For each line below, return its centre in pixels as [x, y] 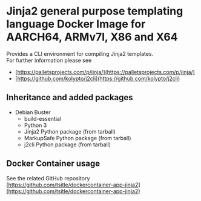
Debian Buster [33, 112]
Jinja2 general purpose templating [95, 11]
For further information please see [49, 60]
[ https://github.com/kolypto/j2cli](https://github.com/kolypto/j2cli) [97, 78]
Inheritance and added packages [70, 97]
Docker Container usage [53, 164]
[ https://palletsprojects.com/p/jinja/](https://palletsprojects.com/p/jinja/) [105, 72]
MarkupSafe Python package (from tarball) [77, 138]
